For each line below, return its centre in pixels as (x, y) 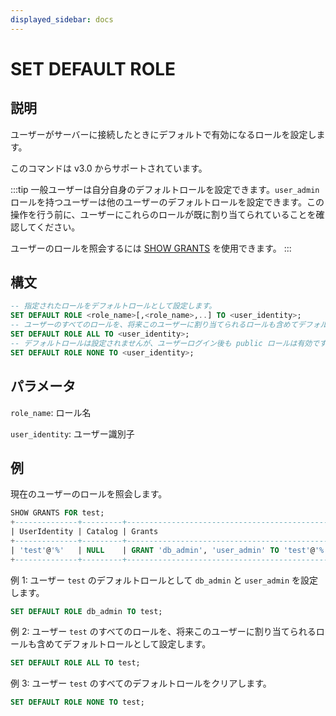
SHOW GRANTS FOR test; (57, 513)
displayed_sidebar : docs (62, 19)
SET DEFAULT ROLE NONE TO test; (77, 702)
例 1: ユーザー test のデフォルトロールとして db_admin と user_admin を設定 (164, 580)
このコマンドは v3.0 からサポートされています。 (109, 168)
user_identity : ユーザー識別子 (72, 433)
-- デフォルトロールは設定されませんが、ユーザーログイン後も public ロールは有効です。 (172, 343)
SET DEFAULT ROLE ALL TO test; (75, 663)
